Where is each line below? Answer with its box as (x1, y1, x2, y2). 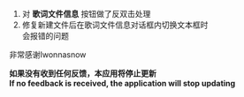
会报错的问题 (21, 31, 69, 41)
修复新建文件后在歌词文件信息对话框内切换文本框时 (21, 19, 209, 30)
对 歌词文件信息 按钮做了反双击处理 (21, 9, 151, 19)
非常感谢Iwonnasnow (9, 49, 87, 60)
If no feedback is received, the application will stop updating (9, 78, 236, 88)
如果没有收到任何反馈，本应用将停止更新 (9, 68, 156, 78)
